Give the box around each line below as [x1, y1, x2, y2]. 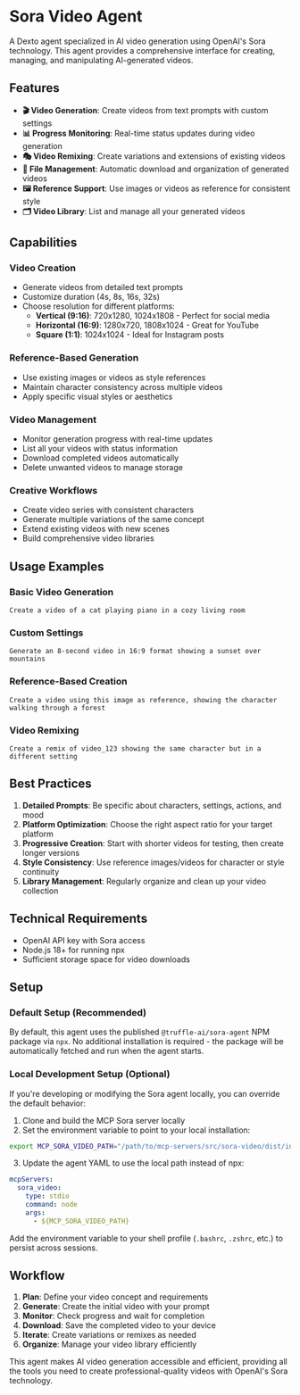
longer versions [21, 847, 80, 858]
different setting [9, 751, 78, 760]
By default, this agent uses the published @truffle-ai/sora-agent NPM [9, 1026, 271, 1037]
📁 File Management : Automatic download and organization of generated [21, 163, 289, 174]
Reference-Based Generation [9, 352, 139, 364]
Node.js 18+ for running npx [21, 944, 125, 955]
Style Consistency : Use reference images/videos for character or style [21, 857, 285, 868]
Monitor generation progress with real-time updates [21, 434, 213, 444]
